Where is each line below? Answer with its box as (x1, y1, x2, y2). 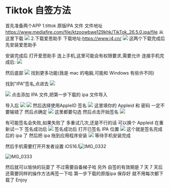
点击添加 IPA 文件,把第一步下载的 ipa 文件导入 (11, 91, 108, 98)
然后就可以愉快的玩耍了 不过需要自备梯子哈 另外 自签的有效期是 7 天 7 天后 (5, 164, 163, 170)
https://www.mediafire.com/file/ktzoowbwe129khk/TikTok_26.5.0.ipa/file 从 (5, 29, 164, 35)
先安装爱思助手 (5, 41, 37, 48)
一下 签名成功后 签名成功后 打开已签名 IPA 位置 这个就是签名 (14, 126, 154, 132)
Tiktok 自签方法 (5, 5, 71, 16)
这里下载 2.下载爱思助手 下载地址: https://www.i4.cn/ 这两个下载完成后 (5, 35, 165, 41)
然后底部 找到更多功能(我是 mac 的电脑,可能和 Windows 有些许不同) (5, 69, 155, 76)
